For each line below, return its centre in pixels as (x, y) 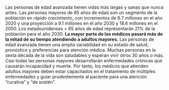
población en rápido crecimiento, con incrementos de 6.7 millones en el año (84, 18)
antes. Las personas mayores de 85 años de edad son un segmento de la (81, 13)
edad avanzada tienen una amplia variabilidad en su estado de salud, (77, 44)
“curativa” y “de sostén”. (31, 82)
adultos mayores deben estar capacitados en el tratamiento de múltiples (80, 71)
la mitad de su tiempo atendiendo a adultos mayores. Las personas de (80, 39)
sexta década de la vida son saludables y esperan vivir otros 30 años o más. (85, 55)
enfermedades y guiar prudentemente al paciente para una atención (76, 77)
